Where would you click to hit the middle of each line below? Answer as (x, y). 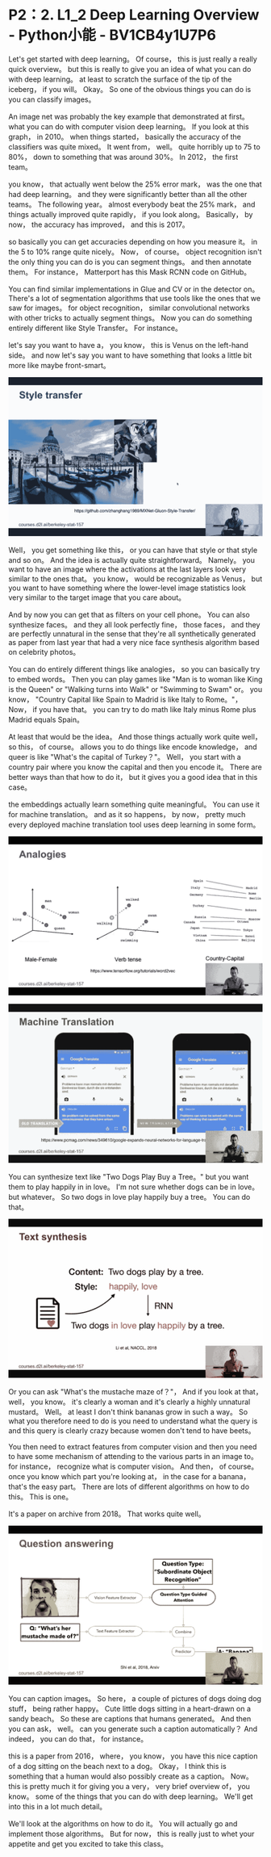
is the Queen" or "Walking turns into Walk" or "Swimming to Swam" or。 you (135, 689)
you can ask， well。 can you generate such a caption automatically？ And (133, 1729)
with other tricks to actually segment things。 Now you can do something (130, 317)
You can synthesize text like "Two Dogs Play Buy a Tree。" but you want (129, 1176)
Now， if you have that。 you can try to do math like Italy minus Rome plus (132, 709)
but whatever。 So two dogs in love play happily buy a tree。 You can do (129, 1197)
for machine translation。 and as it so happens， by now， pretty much (127, 814)
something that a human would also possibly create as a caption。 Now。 (131, 1776)
